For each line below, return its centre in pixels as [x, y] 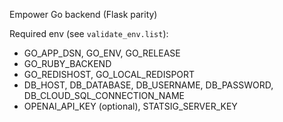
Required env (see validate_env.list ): [89, 33]
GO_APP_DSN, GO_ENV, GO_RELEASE [102, 53]
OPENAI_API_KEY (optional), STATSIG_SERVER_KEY [130, 106]
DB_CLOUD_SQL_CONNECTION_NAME [104, 95]
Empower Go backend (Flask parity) [83, 14]
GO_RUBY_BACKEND [67, 63]
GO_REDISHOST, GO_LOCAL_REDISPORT [109, 74]
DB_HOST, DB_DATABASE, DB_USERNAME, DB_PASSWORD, [148, 85]
